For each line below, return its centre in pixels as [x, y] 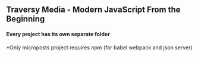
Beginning [26, 19]
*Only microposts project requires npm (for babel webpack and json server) [100, 47]
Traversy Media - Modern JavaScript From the [93, 10]
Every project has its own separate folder [58, 34]
